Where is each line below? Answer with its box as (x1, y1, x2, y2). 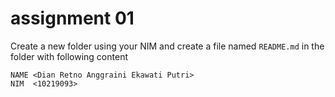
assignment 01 (10, 7, 135, 30)
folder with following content (10, 50, 128, 62)
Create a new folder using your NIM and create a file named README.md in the (10, 40, 325, 52)
